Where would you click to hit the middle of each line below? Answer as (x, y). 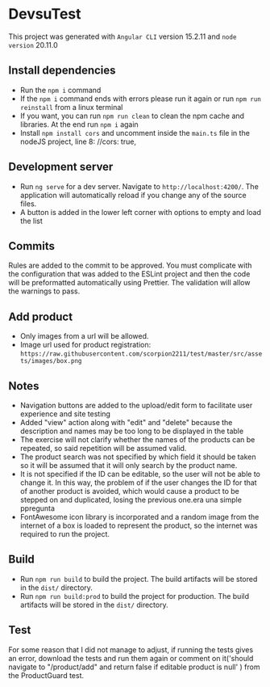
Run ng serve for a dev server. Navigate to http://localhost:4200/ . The (139, 186)
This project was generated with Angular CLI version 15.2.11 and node (123, 36)
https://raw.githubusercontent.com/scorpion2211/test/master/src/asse (141, 354)
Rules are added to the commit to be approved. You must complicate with (130, 266)
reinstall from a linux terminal (71, 107)
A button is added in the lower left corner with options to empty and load (141, 212)
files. (28, 204)
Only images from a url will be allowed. (84, 336)
